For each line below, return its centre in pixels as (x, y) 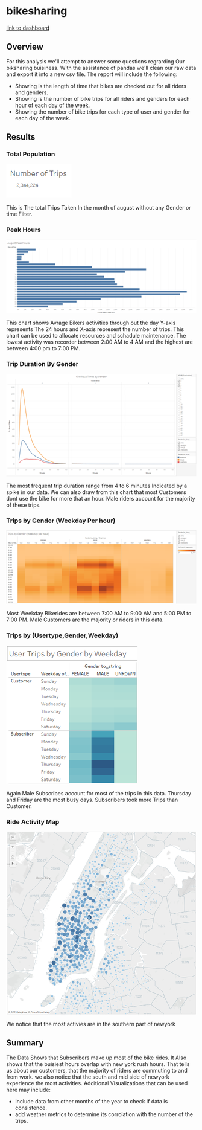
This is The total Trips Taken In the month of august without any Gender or (99, 208)
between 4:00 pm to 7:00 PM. (43, 348)
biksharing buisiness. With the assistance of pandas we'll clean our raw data (101, 68)
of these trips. (24, 505)
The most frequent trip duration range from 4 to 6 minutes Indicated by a (97, 486)
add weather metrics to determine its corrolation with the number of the (104, 1114)
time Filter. (19, 214)
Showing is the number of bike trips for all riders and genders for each (102, 98)
